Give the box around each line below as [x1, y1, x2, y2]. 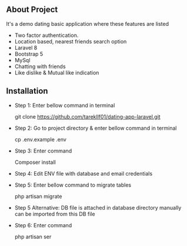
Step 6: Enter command [14, 221, 72, 228]
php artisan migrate [14, 193, 62, 200]
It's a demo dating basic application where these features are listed [6, 20, 169, 27]
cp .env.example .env [14, 136, 66, 143]
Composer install [14, 159, 56, 166]
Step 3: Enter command [14, 147, 72, 154]
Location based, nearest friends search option [14, 38, 127, 45]
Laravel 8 [14, 44, 38, 51]
